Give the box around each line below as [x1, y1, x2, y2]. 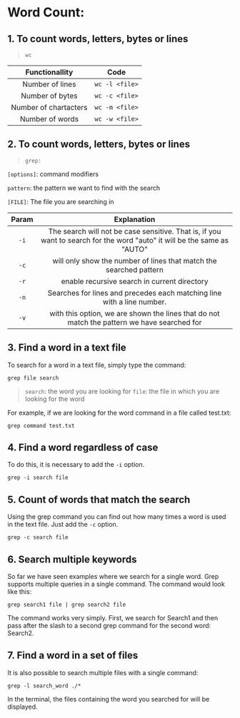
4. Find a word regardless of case [7, 442, 159, 454]
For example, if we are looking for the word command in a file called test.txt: [7, 408, 231, 417]
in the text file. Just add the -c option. [7, 520, 119, 529]
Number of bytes [21, 91, 78, 101]
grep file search [7, 374, 59, 382]
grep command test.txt [7, 422, 75, 429]
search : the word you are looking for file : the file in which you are [24, 387, 220, 395]
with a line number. [102, 297, 167, 307]
